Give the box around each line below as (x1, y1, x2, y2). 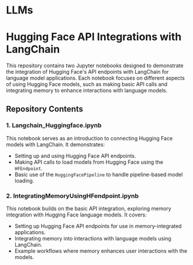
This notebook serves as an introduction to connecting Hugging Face (6, 135, 173, 142)
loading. (14, 177, 35, 184)
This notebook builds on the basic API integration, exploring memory (6, 205, 171, 212)
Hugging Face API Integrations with (6, 30, 182, 44)
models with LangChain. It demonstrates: (6, 141, 105, 148)
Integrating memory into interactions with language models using (14, 235, 171, 242)
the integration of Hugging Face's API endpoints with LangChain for (6, 68, 169, 75)
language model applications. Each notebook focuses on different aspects (6, 74, 185, 82)
